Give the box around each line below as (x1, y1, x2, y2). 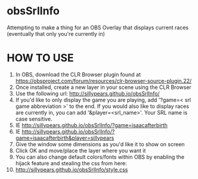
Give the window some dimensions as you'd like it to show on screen (15, 140, 185, 147)
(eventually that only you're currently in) (7, 30, 105, 37)
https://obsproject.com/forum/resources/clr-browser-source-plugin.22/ (15, 77, 192, 84)
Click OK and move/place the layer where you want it (15, 147, 146, 154)
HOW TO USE (7, 51, 74, 65)
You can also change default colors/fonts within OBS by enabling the (15, 153, 184, 161)
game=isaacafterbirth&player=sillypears (15, 134, 115, 141)
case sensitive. (15, 115, 52, 122)
